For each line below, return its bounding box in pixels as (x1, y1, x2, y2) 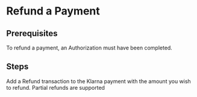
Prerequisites (6, 28, 58, 39)
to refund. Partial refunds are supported (6, 84, 105, 91)
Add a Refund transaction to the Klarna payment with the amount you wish (6, 77, 191, 85)
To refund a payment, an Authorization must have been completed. (6, 44, 173, 51)
